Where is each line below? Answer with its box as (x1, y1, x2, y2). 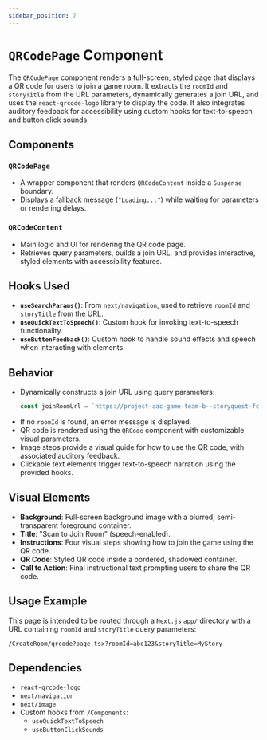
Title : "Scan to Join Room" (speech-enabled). (19, 529, 171, 538)
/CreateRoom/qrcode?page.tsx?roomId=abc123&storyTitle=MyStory (8, 640, 223, 647)
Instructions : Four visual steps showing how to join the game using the (19, 537, 253, 547)
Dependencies (8, 661, 82, 675)
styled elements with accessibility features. (19, 256, 162, 266)
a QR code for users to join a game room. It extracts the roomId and (8, 81, 229, 90)
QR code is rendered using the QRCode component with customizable (19, 426, 245, 435)
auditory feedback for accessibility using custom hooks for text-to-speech (8, 106, 253, 116)
